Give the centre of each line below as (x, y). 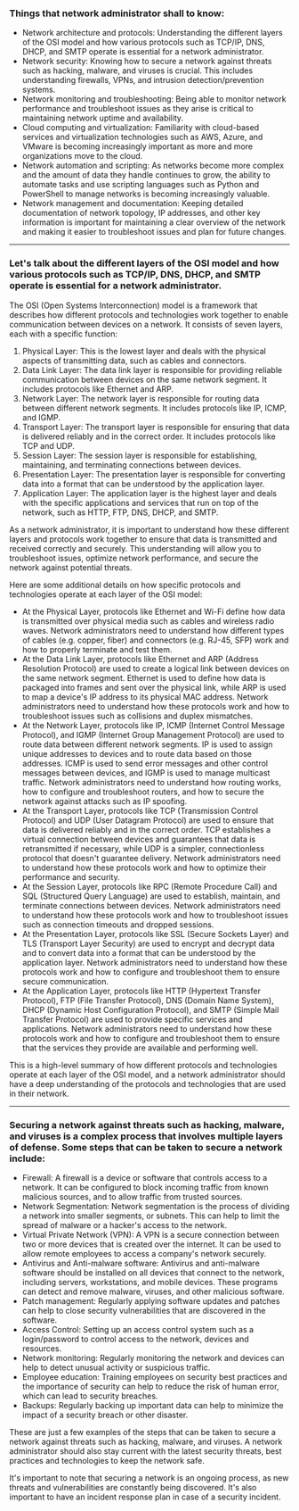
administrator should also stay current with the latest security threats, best (145, 1451)
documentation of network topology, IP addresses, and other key (141, 213)
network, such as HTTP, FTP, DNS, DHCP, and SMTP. (120, 512)
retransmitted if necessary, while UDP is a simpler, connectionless (143, 848)
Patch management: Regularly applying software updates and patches (151, 1300)
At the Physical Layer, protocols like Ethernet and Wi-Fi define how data (154, 611)
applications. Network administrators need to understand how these (147, 1028)
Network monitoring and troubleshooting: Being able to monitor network (154, 99)
